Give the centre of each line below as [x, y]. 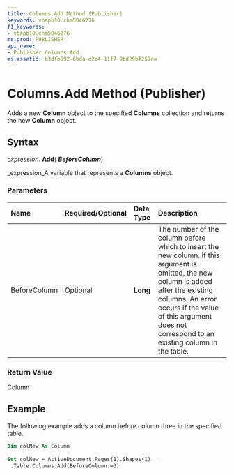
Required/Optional [96, 213]
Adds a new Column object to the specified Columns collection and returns [116, 113]
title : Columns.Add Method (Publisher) [65, 14]
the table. [173, 351]
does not [172, 325]
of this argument [185, 316]
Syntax [23, 143]
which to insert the [188, 246]
